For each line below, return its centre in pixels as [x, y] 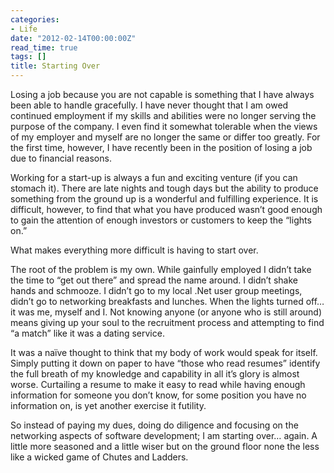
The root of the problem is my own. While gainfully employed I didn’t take [161, 269]
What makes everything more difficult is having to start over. [134, 250]
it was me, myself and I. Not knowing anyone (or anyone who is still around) [166, 312]
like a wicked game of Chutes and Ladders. [99, 457]
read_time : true [44, 47]
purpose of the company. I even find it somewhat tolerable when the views [164, 126]
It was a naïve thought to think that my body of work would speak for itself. [164, 352]
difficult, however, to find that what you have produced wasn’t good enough [166, 209]
